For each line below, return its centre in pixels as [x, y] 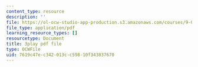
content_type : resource [35, 11]
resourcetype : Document [35, 38]
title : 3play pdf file [34, 44]
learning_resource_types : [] [42, 33]
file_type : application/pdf [41, 28]
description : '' [26, 17]
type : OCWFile [24, 50]
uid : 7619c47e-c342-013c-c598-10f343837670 [60, 55]
